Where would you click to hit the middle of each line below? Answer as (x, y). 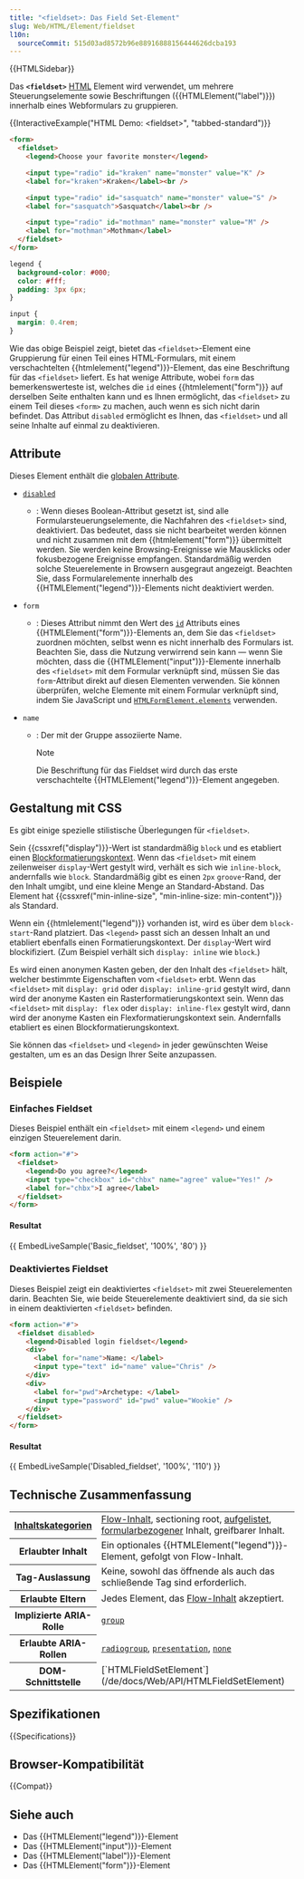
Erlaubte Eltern (53, 1598)
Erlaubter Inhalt (53, 1552)
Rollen (53, 1654)
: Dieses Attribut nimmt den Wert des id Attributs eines (138, 622)
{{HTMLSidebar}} (42, 69)
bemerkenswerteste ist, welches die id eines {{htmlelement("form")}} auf (146, 387)
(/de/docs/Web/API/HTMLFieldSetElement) (193, 1681)
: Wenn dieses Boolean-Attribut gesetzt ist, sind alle (132, 511)
